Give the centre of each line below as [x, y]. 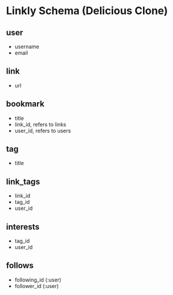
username [27, 46]
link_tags [23, 181]
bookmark [25, 104]
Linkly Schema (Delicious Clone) [87, 11]
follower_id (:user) [36, 286]
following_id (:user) [38, 280]
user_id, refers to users [43, 130]
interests [23, 227]
